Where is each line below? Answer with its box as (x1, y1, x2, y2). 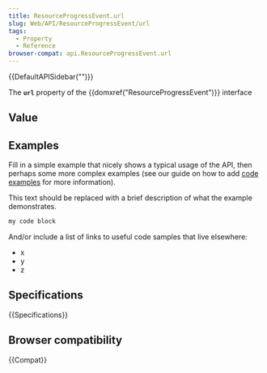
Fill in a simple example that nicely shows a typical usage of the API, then (8, 160, 252, 170)
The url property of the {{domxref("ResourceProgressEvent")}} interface (8, 88, 252, 97)
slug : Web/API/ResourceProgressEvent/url (8, 19, 150, 28)
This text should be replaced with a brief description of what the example (8, 193, 252, 203)
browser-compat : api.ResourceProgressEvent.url (8, 49, 172, 58)
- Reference (15, 42, 57, 50)
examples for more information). (8, 178, 116, 187)
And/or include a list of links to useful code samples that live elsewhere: (8, 232, 248, 242)
